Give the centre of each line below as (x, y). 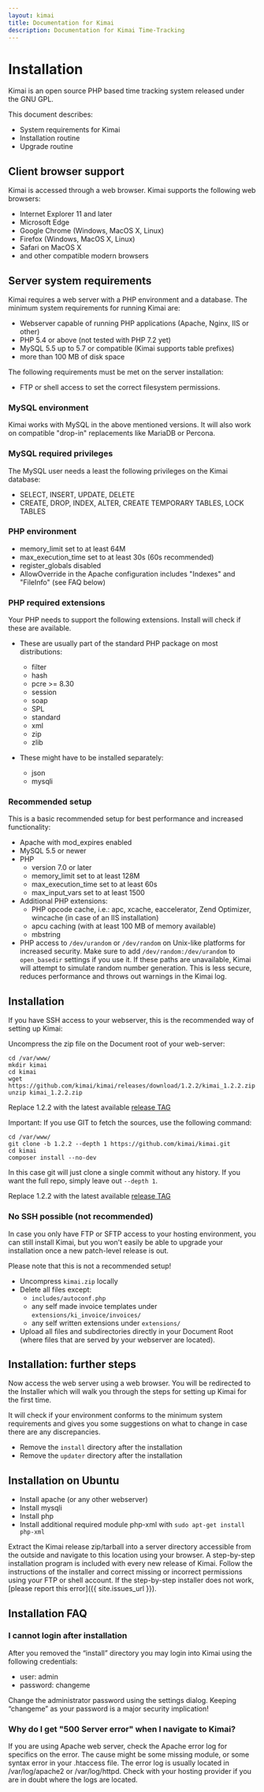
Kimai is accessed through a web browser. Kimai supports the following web (132, 191)
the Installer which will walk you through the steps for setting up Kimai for (127, 1392)
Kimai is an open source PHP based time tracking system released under (126, 91)
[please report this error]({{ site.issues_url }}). (82, 1589)
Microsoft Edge (45, 222)
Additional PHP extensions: (63, 901)
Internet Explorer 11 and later (66, 214)
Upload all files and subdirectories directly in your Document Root (126, 1331)
